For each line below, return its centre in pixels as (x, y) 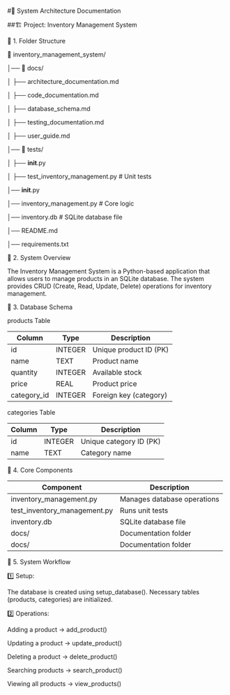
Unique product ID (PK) (131, 350)
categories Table (31, 412)
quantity (24, 372)
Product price (115, 384)
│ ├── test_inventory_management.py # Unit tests (79, 176)
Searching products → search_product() (65, 670)
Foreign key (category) (130, 395)
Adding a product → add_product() (57, 630)
